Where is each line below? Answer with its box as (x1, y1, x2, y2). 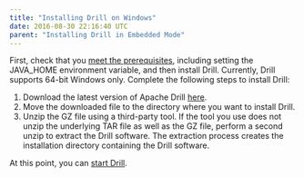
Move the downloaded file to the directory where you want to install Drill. (22, 102, 296, 113)
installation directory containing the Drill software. (22, 140, 210, 151)
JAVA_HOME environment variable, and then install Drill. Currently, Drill (9, 64, 276, 75)
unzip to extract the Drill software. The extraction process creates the (22, 131, 284, 142)
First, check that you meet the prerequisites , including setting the (9, 55, 254, 66)
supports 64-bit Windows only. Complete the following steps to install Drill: (9, 74, 290, 85)
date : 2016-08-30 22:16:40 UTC (9, 22, 128, 31)
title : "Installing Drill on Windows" (9, 13, 157, 23)
